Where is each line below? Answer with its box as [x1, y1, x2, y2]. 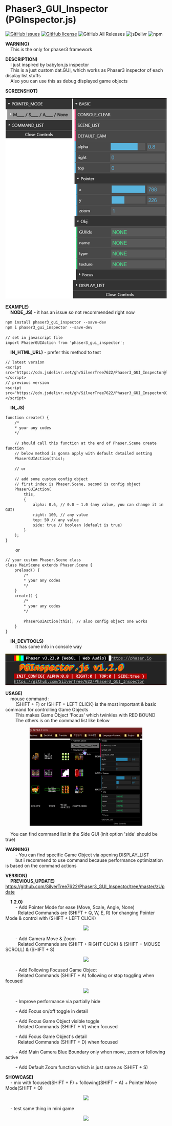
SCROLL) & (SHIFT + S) [5, 946, 55, 952]
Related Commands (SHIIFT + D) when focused [17, 1038, 118, 1045]
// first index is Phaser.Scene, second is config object [14, 482, 141, 487]
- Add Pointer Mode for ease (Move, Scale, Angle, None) [15, 904, 135, 910]
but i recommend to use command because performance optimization [15, 857, 163, 863]
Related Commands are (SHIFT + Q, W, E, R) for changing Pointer [17, 910, 155, 916]
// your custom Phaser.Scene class [5, 557, 81, 563]
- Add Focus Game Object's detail [15, 1033, 87, 1040]
